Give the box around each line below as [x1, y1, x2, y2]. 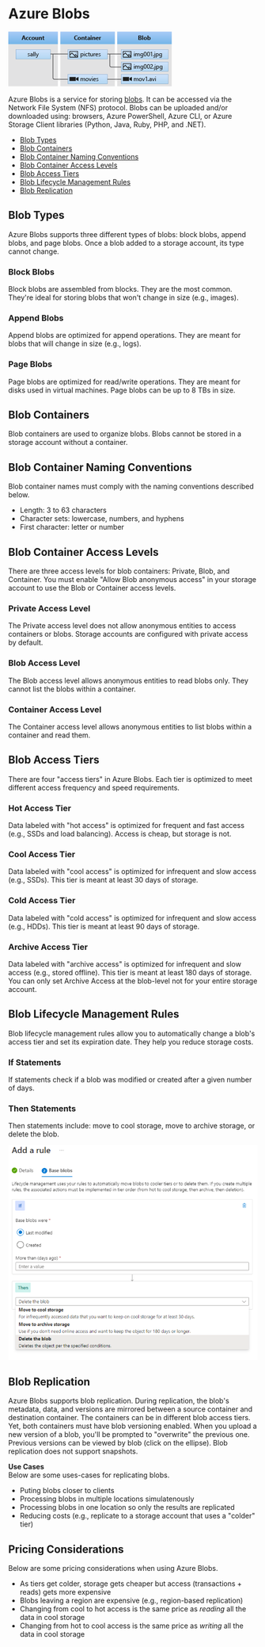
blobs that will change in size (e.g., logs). [8, 339, 142, 349]
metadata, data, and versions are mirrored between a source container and [8, 1404, 253, 1414]
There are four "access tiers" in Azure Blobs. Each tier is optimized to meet [8, 774, 253, 783]
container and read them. [8, 730, 91, 740]
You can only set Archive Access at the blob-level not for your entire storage [8, 976, 258, 986]
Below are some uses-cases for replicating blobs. [8, 1470, 170, 1480]
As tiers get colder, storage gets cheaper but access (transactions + [19, 1579, 243, 1588]
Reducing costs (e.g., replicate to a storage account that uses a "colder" [19, 1511, 256, 1521]
